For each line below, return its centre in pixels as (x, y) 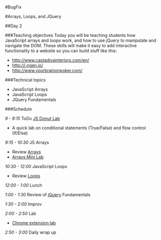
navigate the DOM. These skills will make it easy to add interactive (71, 45)
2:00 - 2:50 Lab (21, 214)
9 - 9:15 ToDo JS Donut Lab (33, 118)
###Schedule (19, 109)
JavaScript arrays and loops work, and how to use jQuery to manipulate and (80, 40)
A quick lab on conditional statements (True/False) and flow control (79, 128)
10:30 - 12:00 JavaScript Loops (36, 166)
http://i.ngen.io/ (28, 65)
